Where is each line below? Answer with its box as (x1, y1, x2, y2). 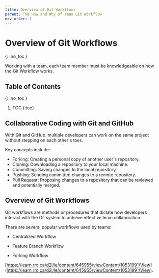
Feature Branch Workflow (12, 243, 64, 249)
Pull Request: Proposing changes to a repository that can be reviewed (12, 177, 154, 183)
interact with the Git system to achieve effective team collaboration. (5, 214, 142, 220)
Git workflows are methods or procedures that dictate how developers (5, 209, 147, 215)
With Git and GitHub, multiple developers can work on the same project (5, 132, 149, 138)
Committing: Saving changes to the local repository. (12, 166, 117, 172)
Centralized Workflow (12, 233, 56, 239)
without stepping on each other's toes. (5, 137, 83, 143)
